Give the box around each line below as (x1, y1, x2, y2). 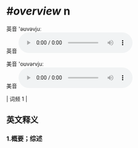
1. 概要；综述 (6, 135, 43, 143)
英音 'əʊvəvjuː (6, 25, 41, 32)
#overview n (6, 4, 71, 18)
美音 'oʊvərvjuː (6, 60, 44, 68)
